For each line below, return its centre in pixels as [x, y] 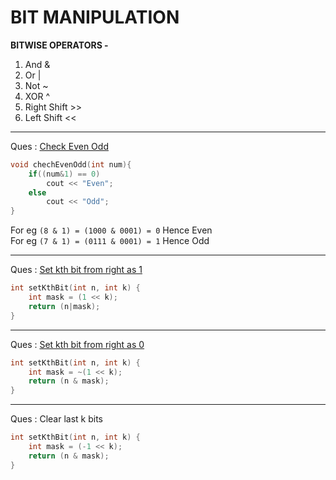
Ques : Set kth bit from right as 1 [76, 270]
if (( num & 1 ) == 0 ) [64, 174]
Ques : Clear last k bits [57, 419]
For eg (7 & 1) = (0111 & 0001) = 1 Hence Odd [110, 241]
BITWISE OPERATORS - [59, 45]
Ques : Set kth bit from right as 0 [77, 344]
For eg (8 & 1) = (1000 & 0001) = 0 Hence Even [111, 230]
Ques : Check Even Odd [59, 146]
